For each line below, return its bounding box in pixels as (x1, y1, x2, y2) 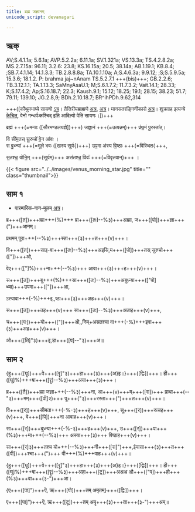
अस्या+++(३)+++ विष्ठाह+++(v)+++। (70, 431, 151, 439)
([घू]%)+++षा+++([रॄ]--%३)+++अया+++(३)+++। (6, 376, 117, 383)
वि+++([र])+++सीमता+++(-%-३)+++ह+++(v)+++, (6, 406, 119, 413)
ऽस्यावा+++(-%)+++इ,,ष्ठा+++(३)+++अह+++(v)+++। (6, 295, 125, 302)
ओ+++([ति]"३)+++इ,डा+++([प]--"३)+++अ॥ (6, 337, 104, 344)
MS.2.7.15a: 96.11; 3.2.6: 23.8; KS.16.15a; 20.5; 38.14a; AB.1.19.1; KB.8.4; (6, 63, 175, 70)
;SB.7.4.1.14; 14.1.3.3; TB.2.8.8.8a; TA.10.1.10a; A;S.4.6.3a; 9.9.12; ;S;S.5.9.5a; (6, 69, 186, 76)
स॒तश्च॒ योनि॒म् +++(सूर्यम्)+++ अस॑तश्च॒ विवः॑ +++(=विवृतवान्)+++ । (6, 154, 139, 161)
